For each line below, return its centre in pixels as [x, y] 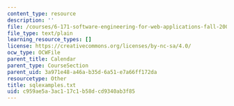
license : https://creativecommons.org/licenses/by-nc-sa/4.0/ [99, 46]
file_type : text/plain [40, 33]
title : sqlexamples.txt [42, 85]
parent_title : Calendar [42, 59]
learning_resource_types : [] [49, 40]
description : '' [31, 20]
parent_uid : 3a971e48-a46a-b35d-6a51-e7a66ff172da [82, 72]
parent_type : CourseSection [48, 66]
